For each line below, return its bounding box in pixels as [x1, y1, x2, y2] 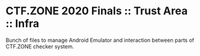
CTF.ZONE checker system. [5, 43, 74, 50]
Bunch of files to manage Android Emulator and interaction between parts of [5, 36, 195, 43]
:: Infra [5, 17, 40, 30]
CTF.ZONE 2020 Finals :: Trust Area [5, 4, 188, 18]
